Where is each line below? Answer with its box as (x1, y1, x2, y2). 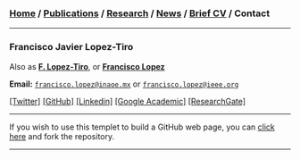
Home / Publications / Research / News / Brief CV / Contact (9, 7, 271, 20)
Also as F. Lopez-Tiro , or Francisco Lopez (9, 61, 165, 71)
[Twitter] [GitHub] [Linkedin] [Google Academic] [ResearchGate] (9, 96, 246, 106)
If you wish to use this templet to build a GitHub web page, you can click (9, 121, 275, 132)
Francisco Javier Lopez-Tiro (9, 41, 134, 54)
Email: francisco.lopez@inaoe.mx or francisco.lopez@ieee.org (9, 79, 239, 89)
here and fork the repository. (9, 130, 115, 141)
